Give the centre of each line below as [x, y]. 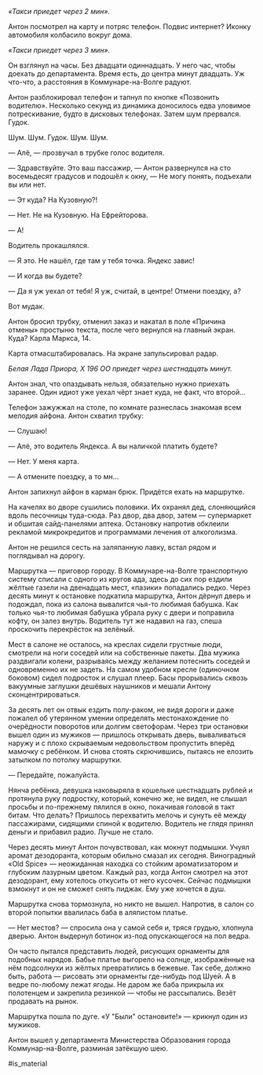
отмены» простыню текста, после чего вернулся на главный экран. [122, 330]
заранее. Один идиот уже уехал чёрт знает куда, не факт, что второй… [127, 392]
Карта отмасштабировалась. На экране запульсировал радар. [113, 353]
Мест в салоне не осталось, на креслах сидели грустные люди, [115, 644]
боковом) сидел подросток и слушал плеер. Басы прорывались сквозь [128, 678]
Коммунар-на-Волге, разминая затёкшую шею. [88, 1048]
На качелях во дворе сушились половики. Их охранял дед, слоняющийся [132, 507]
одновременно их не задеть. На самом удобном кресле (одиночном [124, 669]
